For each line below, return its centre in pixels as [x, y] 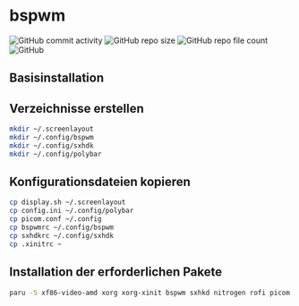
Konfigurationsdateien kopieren [100, 182]
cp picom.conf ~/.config [56, 219]
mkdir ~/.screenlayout [51, 129]
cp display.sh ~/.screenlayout [68, 202]
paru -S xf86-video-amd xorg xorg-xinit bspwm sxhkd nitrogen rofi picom [150, 293]
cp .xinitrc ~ [36, 244]
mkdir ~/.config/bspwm [51, 138]
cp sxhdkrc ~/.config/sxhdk [62, 235]
